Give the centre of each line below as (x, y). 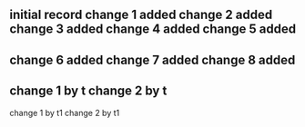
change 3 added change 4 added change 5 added (153, 29)
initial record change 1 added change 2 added (141, 15)
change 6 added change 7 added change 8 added (152, 59)
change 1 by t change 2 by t (88, 91)
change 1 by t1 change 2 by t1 (65, 112)
